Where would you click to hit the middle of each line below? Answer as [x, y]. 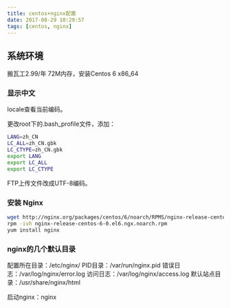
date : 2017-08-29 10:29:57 [46, 20]
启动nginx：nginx [32, 297]
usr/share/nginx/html [51, 282]
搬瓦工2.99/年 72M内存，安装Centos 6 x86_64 [73, 74]
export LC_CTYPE [30, 169]
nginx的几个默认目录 [42, 249]
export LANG [24, 156]
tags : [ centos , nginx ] [40, 26]
